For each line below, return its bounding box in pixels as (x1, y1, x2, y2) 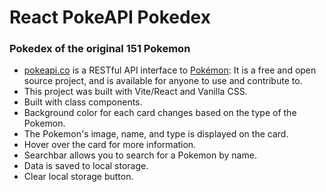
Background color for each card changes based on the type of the (23, 107, 297, 119)
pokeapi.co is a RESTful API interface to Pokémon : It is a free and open (23, 64, 317, 76)
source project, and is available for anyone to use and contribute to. (23, 75, 303, 87)
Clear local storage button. (23, 171, 134, 183)
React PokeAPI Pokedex (9, 6, 211, 29)
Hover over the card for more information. (23, 139, 197, 151)
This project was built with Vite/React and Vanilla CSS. (23, 86, 248, 98)
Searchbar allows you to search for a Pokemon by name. (23, 149, 257, 161)
